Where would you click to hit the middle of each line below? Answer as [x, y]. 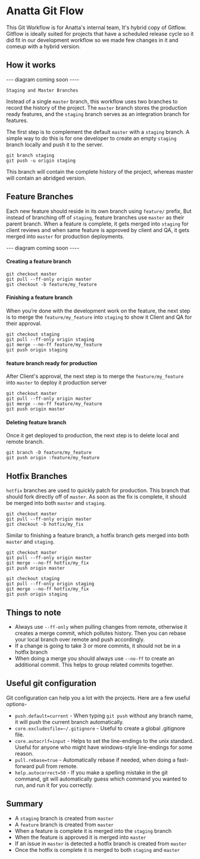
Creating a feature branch [39, 261]
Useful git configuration [51, 683]
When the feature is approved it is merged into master [81, 837]
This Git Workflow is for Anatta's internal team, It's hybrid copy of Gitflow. [96, 27]
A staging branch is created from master [64, 818]
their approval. [24, 323]
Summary [25, 804]
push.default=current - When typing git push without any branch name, [104, 716]
